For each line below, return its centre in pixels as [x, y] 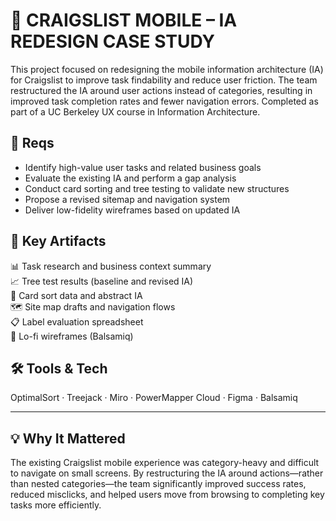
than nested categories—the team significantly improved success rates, [158, 484]
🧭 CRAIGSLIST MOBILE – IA [124, 20]
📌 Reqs [32, 143]
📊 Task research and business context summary [111, 266]
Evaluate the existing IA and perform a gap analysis [130, 178]
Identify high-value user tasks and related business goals [143, 167]
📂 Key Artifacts [58, 241]
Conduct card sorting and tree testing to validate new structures [157, 188]
